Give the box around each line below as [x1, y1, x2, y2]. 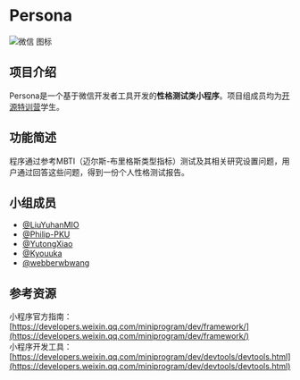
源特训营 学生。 [9, 101, 64, 112]
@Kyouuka [21, 248, 62, 259]
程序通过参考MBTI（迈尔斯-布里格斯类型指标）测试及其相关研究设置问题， [9, 156, 283, 166]
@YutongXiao [21, 239, 73, 249]
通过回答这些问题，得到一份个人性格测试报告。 [16, 166, 189, 177]
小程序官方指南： [9, 311, 72, 322]
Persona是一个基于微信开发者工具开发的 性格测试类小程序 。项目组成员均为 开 [9, 90, 290, 101]
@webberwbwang [21, 258, 90, 268]
